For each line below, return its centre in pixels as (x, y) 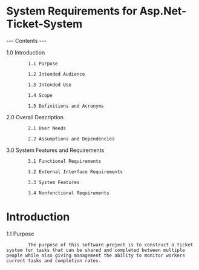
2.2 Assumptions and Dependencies (71, 139)
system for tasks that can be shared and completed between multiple (96, 250)
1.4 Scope (40, 95)
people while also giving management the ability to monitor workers (96, 255)
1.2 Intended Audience (57, 74)
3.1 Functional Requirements (65, 161)
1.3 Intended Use (50, 85)
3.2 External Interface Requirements (75, 172)
